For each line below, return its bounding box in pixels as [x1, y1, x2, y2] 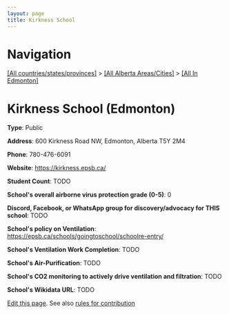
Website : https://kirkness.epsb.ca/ [7, 164, 106, 172]
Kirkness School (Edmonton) [7, 101, 176, 116]
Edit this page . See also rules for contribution [7, 299, 136, 308]
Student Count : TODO [7, 177, 71, 185]
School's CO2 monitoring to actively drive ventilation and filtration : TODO [7, 273, 222, 281]
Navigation [7, 46, 71, 62]
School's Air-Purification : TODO [7, 259, 101, 267]
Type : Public [7, 124, 43, 132]
